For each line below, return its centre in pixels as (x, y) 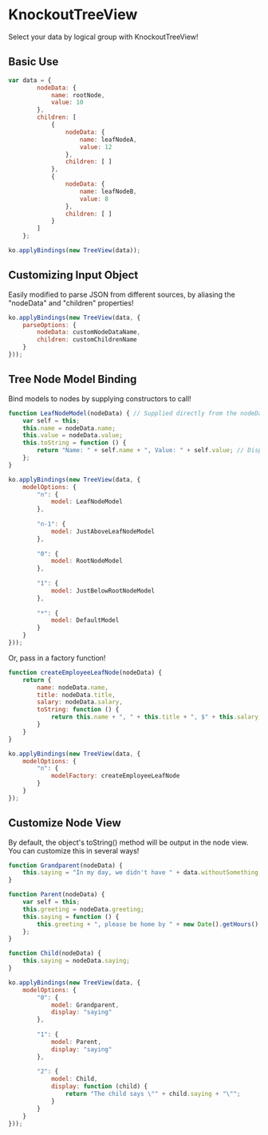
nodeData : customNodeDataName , (89, 333)
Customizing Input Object (73, 276)
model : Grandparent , (85, 1005)
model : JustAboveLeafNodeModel (103, 531)
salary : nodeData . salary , (80, 702)
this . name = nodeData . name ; (69, 428)
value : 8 (94, 199)
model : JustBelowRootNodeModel (103, 591)
